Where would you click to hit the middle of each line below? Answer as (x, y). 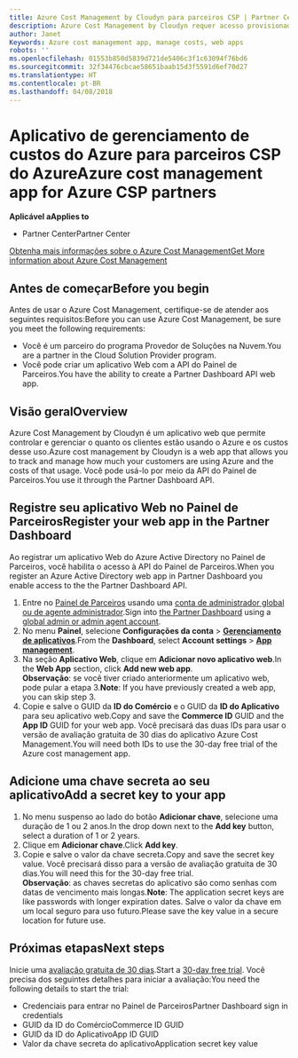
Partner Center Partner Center (76, 234)
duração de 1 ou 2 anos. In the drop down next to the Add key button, (148, 825)
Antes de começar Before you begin (110, 288)
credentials (43, 1015)
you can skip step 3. (59, 697)
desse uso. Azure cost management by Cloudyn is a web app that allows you (149, 452)
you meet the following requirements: (78, 328)
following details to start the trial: (69, 988)
